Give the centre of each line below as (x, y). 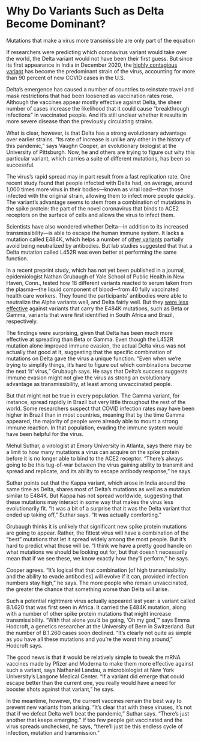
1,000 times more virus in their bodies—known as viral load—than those (95, 189)
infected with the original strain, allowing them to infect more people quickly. (100, 195)
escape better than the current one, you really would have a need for (91, 682)
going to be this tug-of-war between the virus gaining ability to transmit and (100, 465)
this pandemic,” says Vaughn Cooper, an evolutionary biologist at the (91, 146)
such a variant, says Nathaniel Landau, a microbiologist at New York (90, 670)
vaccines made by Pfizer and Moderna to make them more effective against (100, 663)
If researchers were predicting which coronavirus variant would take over (97, 52)
